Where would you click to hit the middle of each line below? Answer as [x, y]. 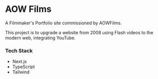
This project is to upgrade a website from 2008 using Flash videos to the [79, 32]
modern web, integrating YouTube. [40, 38]
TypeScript [24, 67]
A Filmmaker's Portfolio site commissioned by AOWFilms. [64, 23]
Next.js [20, 62]
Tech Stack [19, 51]
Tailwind [21, 72]
